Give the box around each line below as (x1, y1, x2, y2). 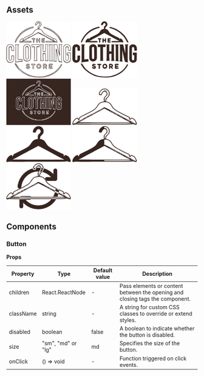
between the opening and (119, 289, 184, 296)
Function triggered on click (119, 355, 187, 362)
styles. (119, 316, 137, 324)
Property (11, 270, 35, 277)
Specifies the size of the (119, 340, 180, 347)
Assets (6, 5, 33, 15)
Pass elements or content (119, 282, 183, 289)
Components (6, 221, 56, 231)
